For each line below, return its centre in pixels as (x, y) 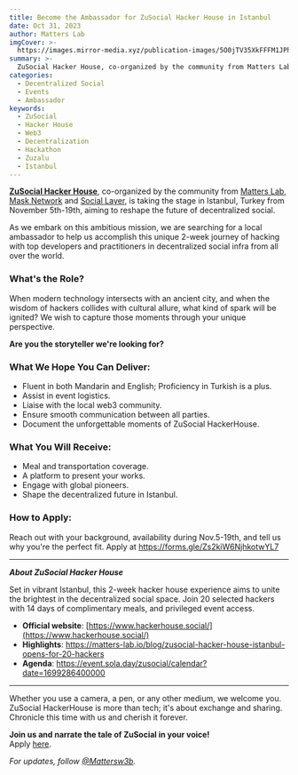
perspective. (32, 326)
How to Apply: (41, 518)
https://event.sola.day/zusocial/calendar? (132, 663)
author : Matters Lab (47, 34)
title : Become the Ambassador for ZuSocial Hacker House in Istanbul (141, 17)
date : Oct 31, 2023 (45, 26)
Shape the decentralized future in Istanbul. (100, 495)
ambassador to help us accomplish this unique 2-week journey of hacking (145, 237)
